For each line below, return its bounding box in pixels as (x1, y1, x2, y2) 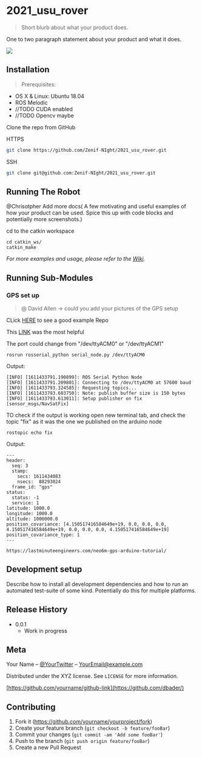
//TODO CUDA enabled (15, 105, 73, 112)
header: (6, 457, 26, 464)
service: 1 (12, 500, 39, 506)
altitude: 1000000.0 (6, 516, 59, 522)
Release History (6, 605, 68, 615)
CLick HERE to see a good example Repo (6, 317, 109, 324)
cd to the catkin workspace (6, 227, 75, 235)
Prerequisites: (21, 80, 56, 88)
